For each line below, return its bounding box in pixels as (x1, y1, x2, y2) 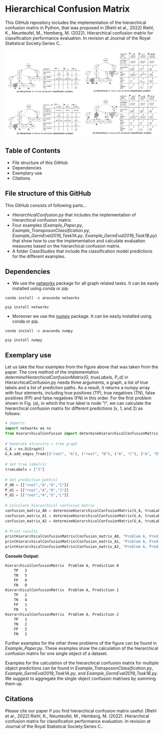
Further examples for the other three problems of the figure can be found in (5, 640, 157, 646)
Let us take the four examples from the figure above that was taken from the (5, 364, 159, 370)
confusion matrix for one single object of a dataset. (5, 650, 108, 656)
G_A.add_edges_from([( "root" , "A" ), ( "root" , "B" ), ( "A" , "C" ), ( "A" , (5, 452, 152, 457)
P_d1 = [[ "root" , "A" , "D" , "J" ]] (5, 487, 69, 493)
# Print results (5, 529, 38, 534)
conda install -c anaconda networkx (5, 295, 80, 301)
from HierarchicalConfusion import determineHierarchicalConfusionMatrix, (5, 431, 161, 436)
